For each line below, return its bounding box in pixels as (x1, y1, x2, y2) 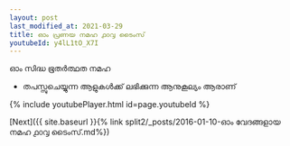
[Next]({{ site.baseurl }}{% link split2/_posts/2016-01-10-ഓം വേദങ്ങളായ (9, 116, 281, 127)
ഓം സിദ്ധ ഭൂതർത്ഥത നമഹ (9, 63, 111, 74)
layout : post (9, 13, 59, 23)
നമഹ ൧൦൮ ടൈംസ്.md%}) (9, 127, 110, 138)
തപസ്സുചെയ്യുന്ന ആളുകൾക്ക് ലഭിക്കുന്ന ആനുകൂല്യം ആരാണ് (22, 81, 237, 92)
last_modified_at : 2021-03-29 (9, 22, 124, 31)
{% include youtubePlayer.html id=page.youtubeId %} (9, 99, 210, 110)
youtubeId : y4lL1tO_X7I (9, 38, 99, 48)
